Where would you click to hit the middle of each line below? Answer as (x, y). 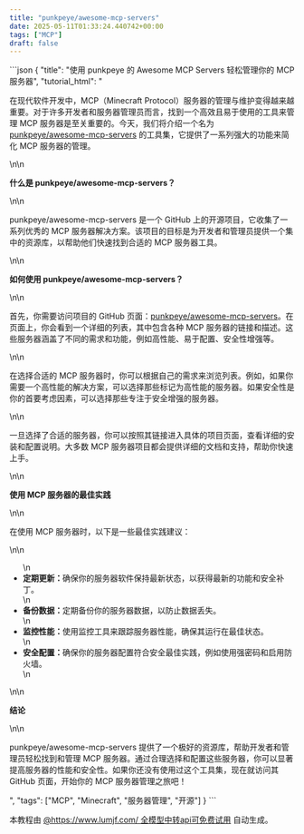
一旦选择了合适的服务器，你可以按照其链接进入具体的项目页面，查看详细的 (148, 436)
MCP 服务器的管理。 (57, 146)
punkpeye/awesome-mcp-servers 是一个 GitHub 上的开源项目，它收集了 (145, 220)
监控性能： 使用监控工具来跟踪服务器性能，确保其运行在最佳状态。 (145, 632)
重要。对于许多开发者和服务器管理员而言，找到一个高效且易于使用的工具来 (148, 112)
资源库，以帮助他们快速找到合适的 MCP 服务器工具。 (123, 242)
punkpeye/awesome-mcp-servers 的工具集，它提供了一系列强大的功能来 (146, 135)
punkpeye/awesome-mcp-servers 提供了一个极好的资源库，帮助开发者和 (146, 747)
